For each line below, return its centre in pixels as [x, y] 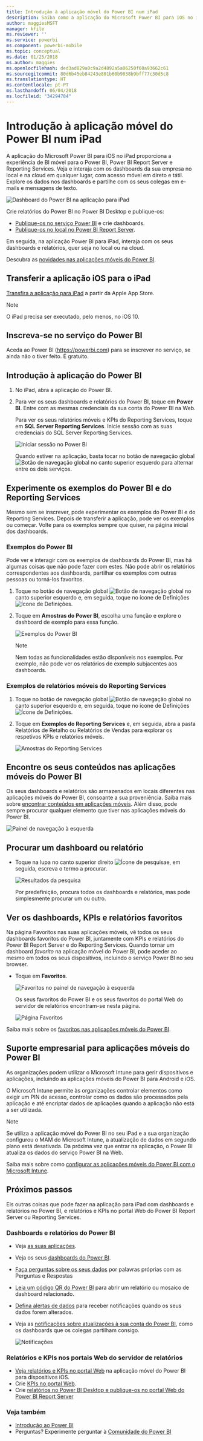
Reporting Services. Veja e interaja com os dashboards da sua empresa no [99, 168]
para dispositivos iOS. [42, 1377]
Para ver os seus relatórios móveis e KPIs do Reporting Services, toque [104, 420]
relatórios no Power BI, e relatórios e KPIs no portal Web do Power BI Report [101, 1211]
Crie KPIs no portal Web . [46, 1384]
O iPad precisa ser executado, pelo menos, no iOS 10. [73, 316]
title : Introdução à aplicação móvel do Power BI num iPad [82, 12]
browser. [17, 964]
